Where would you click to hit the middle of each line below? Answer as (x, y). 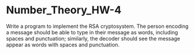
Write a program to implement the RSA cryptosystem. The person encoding (98, 26)
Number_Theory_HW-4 (64, 10)
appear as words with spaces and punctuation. (63, 45)
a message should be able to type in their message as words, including (92, 32)
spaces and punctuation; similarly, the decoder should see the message (93, 38)
